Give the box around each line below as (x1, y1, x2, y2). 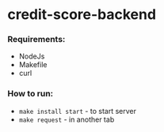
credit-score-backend (7, 6, 156, 24)
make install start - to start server (18, 106, 136, 115)
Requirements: (7, 34, 66, 45)
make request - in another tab (18, 115, 115, 124)
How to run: (7, 89, 54, 100)
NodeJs (18, 51, 45, 61)
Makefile (18, 60, 48, 70)
